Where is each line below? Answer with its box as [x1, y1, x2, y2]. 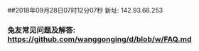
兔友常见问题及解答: [7, 25, 76, 35]
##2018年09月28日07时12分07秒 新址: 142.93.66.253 [7, 6, 163, 14]
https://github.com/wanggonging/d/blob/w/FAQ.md [7, 34, 192, 44]
